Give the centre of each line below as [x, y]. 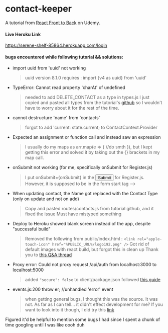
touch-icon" [37, 244]
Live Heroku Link [23, 34]
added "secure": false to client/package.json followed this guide [93, 280]
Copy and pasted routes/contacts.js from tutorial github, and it [89, 209]
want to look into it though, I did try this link [69, 310]
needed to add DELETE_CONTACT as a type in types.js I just [87, 97]
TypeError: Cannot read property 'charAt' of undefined [69, 88]
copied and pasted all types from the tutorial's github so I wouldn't [94, 103]
